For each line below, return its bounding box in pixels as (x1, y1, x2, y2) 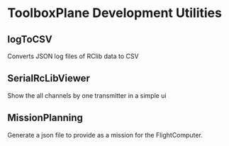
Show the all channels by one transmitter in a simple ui (7, 91, 167, 100)
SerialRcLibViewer (7, 72, 91, 84)
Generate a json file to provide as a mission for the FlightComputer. (7, 130, 203, 139)
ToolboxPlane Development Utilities (7, 5, 222, 21)
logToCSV (7, 33, 52, 45)
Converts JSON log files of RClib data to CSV (7, 52, 140, 60)
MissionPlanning (7, 112, 84, 124)
